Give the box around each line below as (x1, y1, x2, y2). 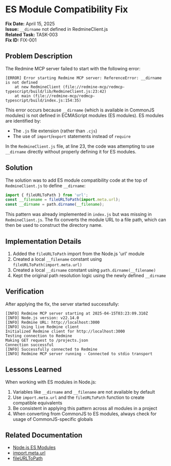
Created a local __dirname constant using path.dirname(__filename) (12, 267, 156, 273)
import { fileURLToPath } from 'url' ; (5, 192, 88, 198)
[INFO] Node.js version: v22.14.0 (5, 315, 80, 320)
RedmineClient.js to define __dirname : (5, 182, 86, 188)
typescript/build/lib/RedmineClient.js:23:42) (5, 89, 107, 94)
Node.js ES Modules (12, 444, 56, 451)
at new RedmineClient (14, 84, 61, 89)
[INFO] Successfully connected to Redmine (5, 346, 98, 352)
